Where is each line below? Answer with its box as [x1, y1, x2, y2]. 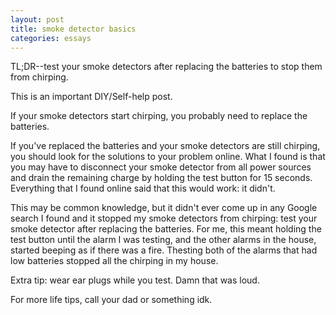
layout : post [10, 14, 65, 25]
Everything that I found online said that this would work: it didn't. [10, 182, 276, 195]
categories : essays [10, 33, 92, 43]
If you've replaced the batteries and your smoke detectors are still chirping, [10, 140, 321, 152]
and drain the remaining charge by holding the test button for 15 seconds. [10, 172, 313, 184]
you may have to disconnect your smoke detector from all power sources [10, 161, 312, 173]
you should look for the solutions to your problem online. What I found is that [10, 151, 326, 163]
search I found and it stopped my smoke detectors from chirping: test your [10, 212, 318, 225]
